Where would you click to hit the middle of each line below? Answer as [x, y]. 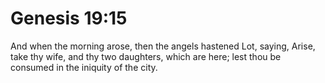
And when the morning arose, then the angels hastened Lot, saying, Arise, [163, 46]
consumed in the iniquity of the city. [84, 67]
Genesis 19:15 [69, 18]
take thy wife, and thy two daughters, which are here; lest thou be [146, 56]
